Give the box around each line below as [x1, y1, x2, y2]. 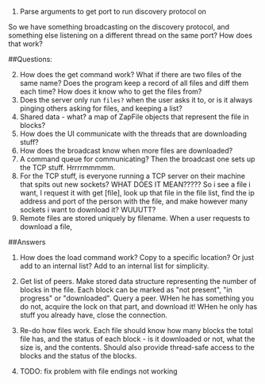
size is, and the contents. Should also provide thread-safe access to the [19, 343, 255, 352]
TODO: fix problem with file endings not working [19, 367, 178, 376]
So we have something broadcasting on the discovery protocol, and [8, 22, 230, 31]
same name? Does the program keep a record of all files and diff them [19, 79, 249, 87]
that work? [8, 39, 44, 48]
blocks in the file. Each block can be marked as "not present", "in [19, 285, 232, 294]
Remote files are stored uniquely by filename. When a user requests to [19, 214, 250, 223]
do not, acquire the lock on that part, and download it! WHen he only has [19, 302, 258, 311]
